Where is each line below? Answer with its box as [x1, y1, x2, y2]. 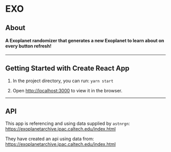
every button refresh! [5, 43, 52, 49]
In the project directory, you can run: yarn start [12, 78, 113, 84]
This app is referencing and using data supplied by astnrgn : [5, 120, 130, 126]
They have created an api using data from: [5, 136, 94, 142]
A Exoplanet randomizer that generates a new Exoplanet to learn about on [5, 38, 164, 44]
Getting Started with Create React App [5, 64, 130, 73]
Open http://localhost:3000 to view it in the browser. [12, 87, 123, 93]
